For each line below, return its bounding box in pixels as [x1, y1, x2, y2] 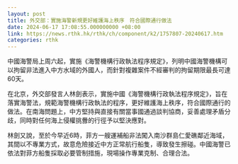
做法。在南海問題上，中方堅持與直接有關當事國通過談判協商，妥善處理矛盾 [7, 107, 225, 116]
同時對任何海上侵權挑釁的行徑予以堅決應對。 [19, 116, 150, 124]
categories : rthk [7, 37, 59, 44]
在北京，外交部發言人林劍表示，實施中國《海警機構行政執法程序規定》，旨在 [7, 90, 228, 98]
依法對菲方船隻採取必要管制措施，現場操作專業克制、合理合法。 [7, 149, 193, 158]
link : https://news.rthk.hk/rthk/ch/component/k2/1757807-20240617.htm [7, 30, 223, 37]
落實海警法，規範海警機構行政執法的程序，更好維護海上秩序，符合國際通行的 [7, 98, 231, 107]
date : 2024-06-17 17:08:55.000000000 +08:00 [7, 23, 141, 30]
